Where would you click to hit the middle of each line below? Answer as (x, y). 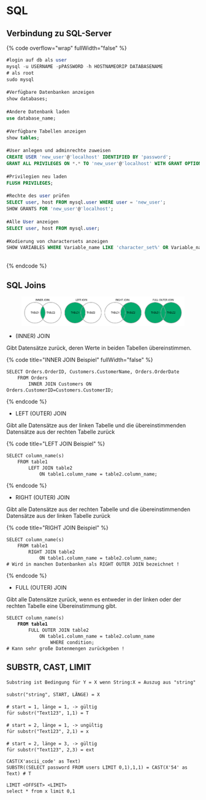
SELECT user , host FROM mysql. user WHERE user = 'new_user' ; (86, 202)
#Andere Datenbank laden (38, 112)
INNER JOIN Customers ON (60, 384)
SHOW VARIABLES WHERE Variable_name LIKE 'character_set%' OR (87, 248)
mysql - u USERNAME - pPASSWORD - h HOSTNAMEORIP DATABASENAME (85, 66)
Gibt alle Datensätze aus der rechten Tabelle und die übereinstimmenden (98, 509)
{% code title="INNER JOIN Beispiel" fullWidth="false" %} (80, 360)
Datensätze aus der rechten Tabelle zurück (61, 432)
